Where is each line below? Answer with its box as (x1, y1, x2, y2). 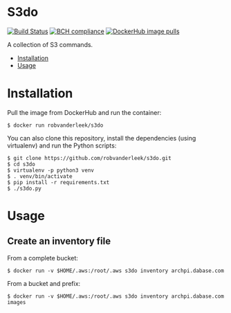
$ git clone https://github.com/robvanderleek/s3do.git (7, 154, 172, 161)
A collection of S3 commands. (7, 40, 93, 48)
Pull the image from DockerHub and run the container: (7, 108, 162, 116)
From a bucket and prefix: (7, 279, 81, 287)
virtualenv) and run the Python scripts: (7, 141, 117, 150)
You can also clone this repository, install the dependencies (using (7, 134, 196, 142)
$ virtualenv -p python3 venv (7, 167, 95, 174)
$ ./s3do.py (7, 185, 41, 192)
